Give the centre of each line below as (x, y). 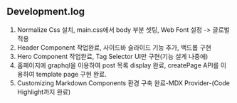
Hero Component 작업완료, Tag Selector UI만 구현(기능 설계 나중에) (112, 56)
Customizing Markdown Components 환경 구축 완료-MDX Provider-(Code (123, 83)
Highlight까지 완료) (44, 92)
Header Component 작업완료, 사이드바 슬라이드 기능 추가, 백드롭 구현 (114, 47)
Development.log (46, 12)
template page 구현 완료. (72, 74)
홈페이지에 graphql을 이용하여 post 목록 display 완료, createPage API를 (118, 65)
